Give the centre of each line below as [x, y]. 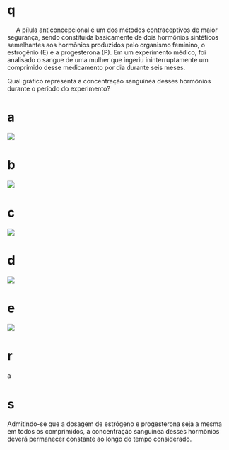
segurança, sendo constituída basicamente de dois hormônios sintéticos [113, 37]
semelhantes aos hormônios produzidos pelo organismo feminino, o [106, 45]
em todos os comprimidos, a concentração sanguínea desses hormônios [113, 431]
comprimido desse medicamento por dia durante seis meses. [96, 67]
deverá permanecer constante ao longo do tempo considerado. [100, 439]
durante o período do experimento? [59, 88]
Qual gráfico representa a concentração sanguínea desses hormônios [109, 81]
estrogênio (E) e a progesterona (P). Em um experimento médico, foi [107, 52]
